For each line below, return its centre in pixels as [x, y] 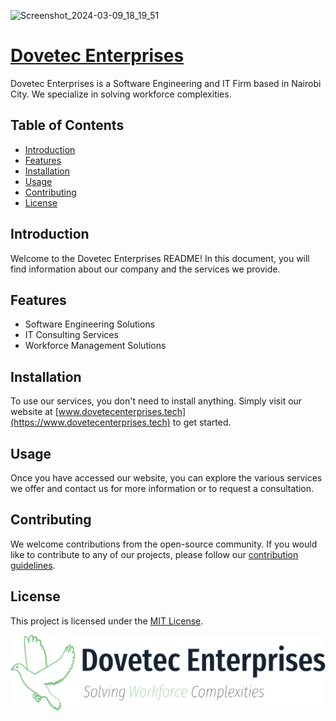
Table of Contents [67, 125]
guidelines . [33, 565]
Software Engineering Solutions [90, 324]
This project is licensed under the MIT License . [107, 621]
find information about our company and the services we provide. [145, 269]
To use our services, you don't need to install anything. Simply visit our [156, 401]
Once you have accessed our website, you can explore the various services [166, 478]
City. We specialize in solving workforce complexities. [121, 94]
